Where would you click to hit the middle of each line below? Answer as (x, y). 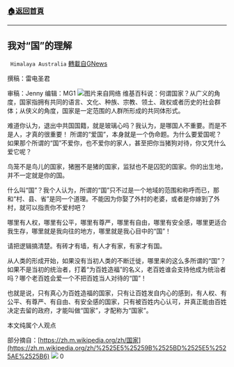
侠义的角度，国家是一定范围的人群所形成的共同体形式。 (105, 111)
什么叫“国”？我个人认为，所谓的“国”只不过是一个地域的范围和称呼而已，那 (113, 190)
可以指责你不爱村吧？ (56, 208)
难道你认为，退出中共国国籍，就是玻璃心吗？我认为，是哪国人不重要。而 (111, 126)
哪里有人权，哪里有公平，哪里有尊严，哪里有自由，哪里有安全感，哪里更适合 (117, 223)
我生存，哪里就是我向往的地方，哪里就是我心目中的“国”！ (89, 231)
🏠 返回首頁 (26, 10)
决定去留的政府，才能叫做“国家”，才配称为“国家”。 (80, 310)
